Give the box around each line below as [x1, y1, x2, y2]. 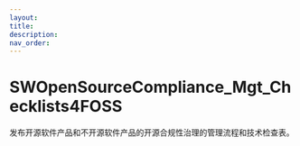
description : [9, 30, 59, 39]
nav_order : [9, 38, 51, 48]
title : [9, 22, 34, 31]
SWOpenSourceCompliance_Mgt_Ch [9, 78, 292, 97]
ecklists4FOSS [9, 96, 123, 117]
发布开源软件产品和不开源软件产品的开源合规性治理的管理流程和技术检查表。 [9, 127, 295, 138]
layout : [9, 13, 39, 23]
